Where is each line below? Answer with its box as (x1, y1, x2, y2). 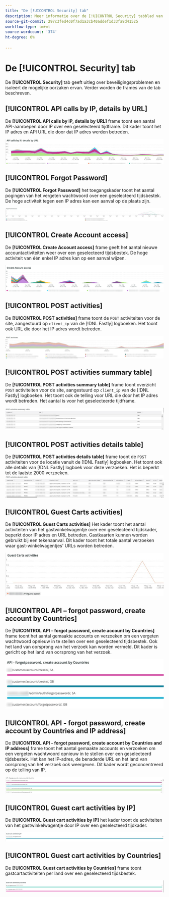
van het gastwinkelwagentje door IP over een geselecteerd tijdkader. (5, 822, 147, 828)
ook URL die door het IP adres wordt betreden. (5, 326, 102, 332)
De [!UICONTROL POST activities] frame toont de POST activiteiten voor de (5, 315, 160, 321)
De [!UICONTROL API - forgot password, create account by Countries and (5, 740, 162, 746)
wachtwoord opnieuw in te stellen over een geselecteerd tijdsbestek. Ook (5, 638, 157, 644)
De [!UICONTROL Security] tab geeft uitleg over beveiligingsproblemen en (5, 79, 160, 85)
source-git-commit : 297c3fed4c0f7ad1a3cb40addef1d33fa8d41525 (5, 19, 138, 24)
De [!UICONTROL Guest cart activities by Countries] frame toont (5, 865, 142, 871)
